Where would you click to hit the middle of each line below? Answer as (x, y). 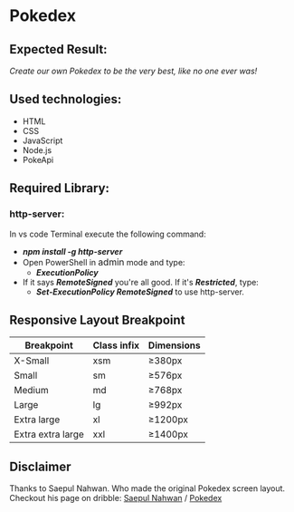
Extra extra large (49, 434)
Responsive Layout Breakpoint (97, 319)
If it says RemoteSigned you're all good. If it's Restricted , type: (141, 282)
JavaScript (43, 140)
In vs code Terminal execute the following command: (108, 234)
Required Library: (60, 188)
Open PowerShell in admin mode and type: (104, 262)
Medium (31, 391)
